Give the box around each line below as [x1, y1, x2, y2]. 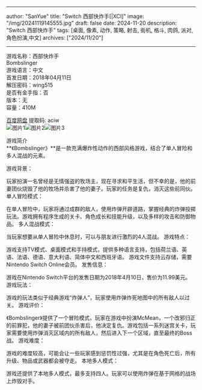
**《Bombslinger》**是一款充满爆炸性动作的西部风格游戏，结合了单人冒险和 [6, 145, 193, 151]
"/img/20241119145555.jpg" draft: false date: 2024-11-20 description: [6, 19, 177, 26]
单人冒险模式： [6, 193, 43, 200]
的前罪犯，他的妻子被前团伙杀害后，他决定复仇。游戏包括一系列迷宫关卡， [6, 322, 191, 329]
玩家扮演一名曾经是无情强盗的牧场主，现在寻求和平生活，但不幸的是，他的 [6, 178, 191, 184]
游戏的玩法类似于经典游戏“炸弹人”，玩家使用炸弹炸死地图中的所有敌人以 [6, 294, 185, 301]
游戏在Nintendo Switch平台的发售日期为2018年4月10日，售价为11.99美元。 [6, 274, 191, 281]
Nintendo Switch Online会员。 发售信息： [6, 261, 108, 268]
